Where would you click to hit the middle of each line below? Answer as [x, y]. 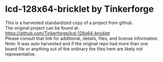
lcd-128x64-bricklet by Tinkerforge [80, 9]
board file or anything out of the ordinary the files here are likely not [74, 49]
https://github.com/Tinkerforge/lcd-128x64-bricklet [58, 33]
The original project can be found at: [42, 28]
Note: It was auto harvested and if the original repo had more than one [77, 43]
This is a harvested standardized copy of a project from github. [69, 23]
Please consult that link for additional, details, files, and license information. [82, 38]
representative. [20, 54]
